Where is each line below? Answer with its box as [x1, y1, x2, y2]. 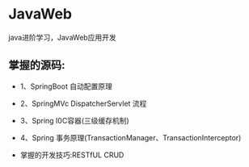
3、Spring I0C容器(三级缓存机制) [19, 115, 129, 125]
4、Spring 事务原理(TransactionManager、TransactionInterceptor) [19, 132, 242, 142]
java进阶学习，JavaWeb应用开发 [8, 32, 117, 42]
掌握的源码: [8, 58, 66, 73]
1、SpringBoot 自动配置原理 [19, 81, 113, 91]
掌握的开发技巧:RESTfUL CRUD [19, 150, 124, 160]
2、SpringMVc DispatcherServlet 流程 [19, 98, 147, 108]
